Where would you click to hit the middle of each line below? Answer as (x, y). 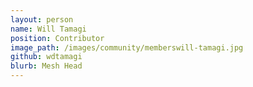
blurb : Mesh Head (46, 66)
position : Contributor (57, 38)
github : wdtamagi (46, 57)
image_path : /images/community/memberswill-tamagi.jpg (127, 47)
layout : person (42, 19)
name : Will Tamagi (48, 29)
